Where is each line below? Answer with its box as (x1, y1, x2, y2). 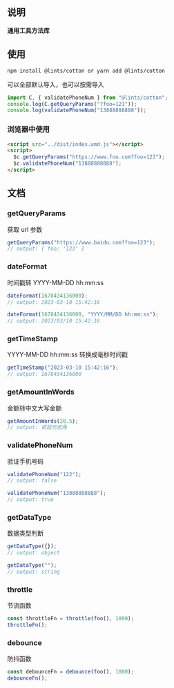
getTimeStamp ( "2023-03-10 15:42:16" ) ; (7, 364, 119, 372)
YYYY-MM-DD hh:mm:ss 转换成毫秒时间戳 (7, 350, 128, 359)
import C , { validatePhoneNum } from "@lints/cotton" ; (7, 94, 168, 101)
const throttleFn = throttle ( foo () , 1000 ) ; (7, 615, 135, 622)
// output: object (7, 550, 60, 556)
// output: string (7, 568, 60, 575)
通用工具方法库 (7, 26, 50, 35)
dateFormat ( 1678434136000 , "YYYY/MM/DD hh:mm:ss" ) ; (7, 311, 159, 318)
